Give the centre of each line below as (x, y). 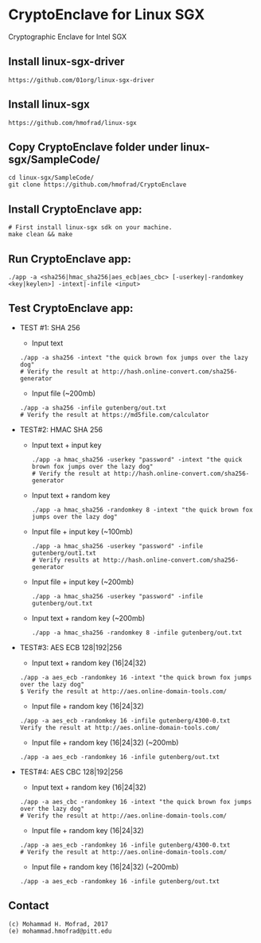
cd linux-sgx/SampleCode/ (51, 178)
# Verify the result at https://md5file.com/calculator (114, 415)
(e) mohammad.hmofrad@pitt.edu (60, 931)
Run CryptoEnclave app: (70, 259)
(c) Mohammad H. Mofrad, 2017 (58, 924)
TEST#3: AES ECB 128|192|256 (71, 647)
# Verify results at (66, 560)
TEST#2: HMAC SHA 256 (61, 429)
